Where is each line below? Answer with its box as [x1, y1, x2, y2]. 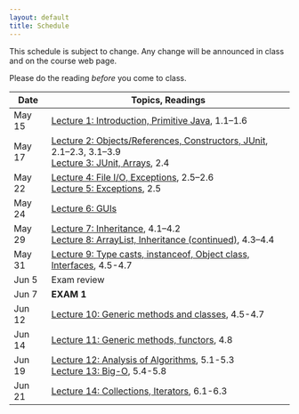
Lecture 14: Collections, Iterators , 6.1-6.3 [51, 385, 228, 397]
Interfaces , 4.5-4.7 [51, 259, 133, 272]
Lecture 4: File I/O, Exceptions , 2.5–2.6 [51, 171, 214, 183]
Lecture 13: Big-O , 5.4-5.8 [51, 364, 167, 377]
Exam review [51, 273, 105, 286]
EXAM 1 [51, 288, 87, 300]
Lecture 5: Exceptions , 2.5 [51, 182, 162, 194]
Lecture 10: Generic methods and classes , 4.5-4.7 [51, 308, 265, 321]
